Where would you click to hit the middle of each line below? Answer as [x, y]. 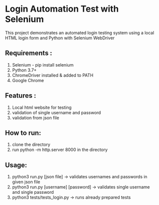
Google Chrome [28, 80]
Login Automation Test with [62, 9]
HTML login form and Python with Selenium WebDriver [60, 38]
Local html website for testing [42, 107]
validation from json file [35, 118]
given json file [26, 182]
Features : [21, 96]
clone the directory [31, 145]
